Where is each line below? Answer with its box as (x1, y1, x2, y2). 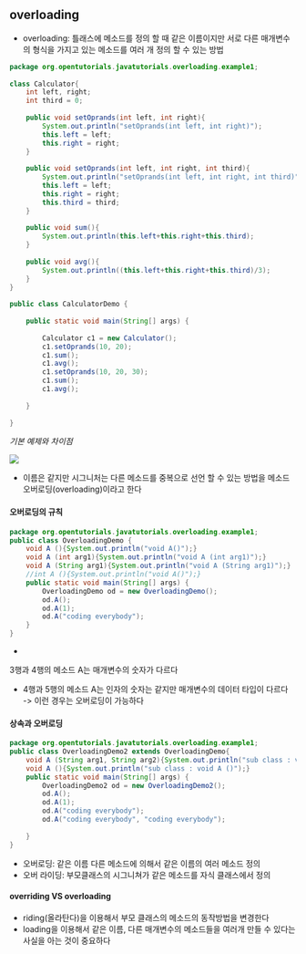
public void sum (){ (25, 223, 100, 233)
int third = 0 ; (25, 96, 84, 106)
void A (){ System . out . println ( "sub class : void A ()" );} (25, 763, 250, 773)
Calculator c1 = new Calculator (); (42, 333, 178, 343)
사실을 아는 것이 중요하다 (22, 935, 111, 946)
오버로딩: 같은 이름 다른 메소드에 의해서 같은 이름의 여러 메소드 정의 (22, 857, 261, 869)
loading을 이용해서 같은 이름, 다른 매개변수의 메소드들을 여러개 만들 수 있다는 (22, 923, 296, 934)
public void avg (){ (25, 257, 100, 266)
